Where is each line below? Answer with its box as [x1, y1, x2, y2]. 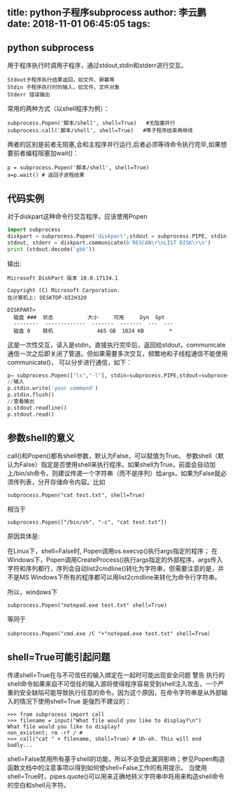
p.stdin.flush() [7, 391, 55, 398]
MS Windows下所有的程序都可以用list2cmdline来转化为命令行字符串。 [19, 573, 221, 581]
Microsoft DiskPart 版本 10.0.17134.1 [7, 275, 118, 282]
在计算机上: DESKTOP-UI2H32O [7, 294, 87, 301]
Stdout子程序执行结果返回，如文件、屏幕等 [7, 76, 115, 84]
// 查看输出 [7, 398, 35, 405]
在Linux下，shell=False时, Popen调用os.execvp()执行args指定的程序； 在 [7, 547, 218, 556]
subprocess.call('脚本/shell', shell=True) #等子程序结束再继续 [7, 127, 194, 134]
